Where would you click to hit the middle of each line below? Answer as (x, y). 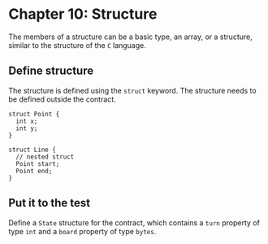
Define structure (51, 71)
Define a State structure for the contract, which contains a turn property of (134, 222)
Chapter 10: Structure (83, 14)
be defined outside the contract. (62, 99)
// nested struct (45, 157)
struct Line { (32, 150)
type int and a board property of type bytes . (82, 231)
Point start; (38, 163)
